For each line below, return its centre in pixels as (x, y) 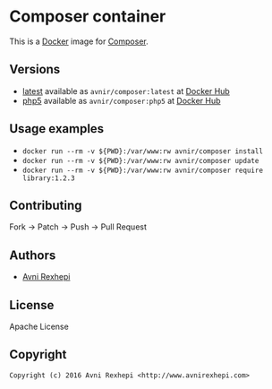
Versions (35, 69)
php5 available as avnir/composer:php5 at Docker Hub (121, 100)
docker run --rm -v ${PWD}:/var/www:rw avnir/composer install (143, 151)
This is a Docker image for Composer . (79, 41)
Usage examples (57, 129)
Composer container (88, 17)
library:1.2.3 (48, 178)
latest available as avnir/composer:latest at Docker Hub (126, 91)
